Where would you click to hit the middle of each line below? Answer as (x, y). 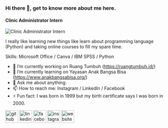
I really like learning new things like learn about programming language (79, 41)
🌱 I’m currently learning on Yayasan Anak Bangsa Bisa (69, 72)
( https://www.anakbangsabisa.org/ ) (50, 77)
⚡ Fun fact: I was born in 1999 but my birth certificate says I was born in (88, 96)
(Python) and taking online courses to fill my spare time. (64, 47)
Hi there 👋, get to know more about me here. (61, 8)
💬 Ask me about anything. (40, 83)
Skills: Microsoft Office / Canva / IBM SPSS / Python (60, 57)
